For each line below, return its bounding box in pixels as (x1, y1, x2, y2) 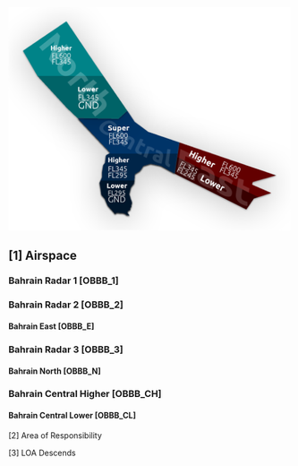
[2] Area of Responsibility (8, 429, 102, 441)
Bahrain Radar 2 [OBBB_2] (8, 298, 124, 311)
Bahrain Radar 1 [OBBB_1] (8, 274, 119, 287)
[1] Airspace (8, 247, 78, 263)
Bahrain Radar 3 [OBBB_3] (8, 343, 123, 356)
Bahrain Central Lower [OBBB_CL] (8, 410, 136, 421)
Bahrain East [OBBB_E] (8, 321, 95, 332)
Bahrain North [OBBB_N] (8, 366, 101, 376)
